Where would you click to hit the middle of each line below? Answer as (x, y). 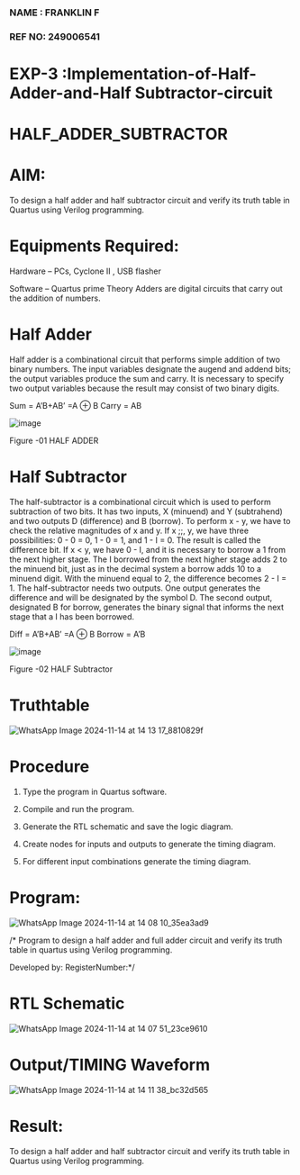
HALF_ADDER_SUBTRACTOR (118, 135)
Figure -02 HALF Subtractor (61, 669)
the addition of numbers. (55, 298)
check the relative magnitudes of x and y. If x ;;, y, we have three (129, 530)
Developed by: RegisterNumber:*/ (72, 967)
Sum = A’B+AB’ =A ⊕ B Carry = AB (76, 406)
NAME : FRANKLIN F (55, 13)
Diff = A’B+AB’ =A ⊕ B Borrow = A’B (77, 634)
